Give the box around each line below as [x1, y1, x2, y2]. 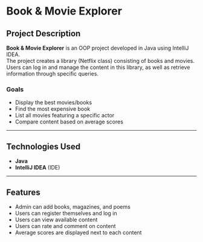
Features [6, 187, 40, 197]
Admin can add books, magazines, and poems [14, 203, 131, 210]
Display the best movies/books [14, 99, 92, 106]
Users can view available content [14, 216, 98, 223]
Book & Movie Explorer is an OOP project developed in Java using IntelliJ [6, 44, 189, 51]
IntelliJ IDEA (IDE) [14, 164, 60, 171]
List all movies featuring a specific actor [14, 112, 115, 119]
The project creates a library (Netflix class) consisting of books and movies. [6, 57, 195, 64]
